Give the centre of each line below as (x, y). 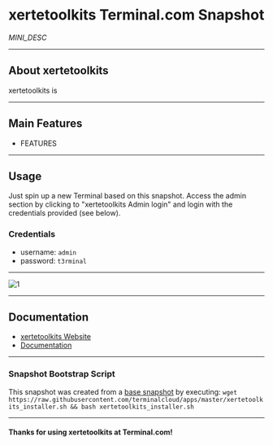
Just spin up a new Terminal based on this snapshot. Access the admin (127, 196)
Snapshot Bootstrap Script (62, 374)
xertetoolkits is (33, 90)
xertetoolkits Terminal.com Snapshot (136, 15)
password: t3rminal (53, 260)
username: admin (48, 252)
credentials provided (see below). (65, 213)
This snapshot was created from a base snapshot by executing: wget (123, 391)
